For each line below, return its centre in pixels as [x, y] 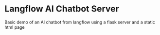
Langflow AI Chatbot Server [62, 9]
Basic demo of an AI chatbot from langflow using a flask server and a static [80, 22]
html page [15, 27]
